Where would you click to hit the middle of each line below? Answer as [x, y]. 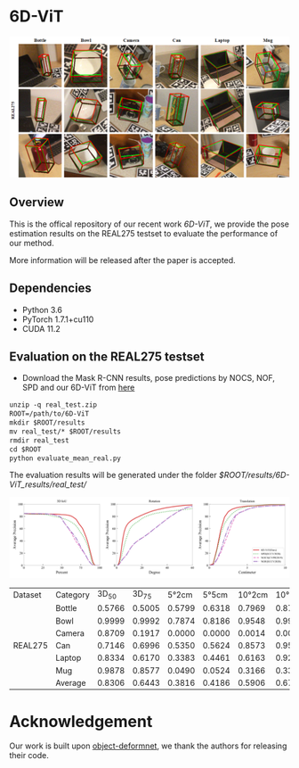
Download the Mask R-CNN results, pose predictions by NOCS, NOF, [149, 378]
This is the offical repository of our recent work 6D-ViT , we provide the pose [149, 224]
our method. [32, 243]
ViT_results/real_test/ [48, 484]
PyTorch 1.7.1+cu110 [58, 319]
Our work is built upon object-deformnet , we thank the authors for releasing [148, 746]
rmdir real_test [39, 441]
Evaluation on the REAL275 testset [107, 356]
